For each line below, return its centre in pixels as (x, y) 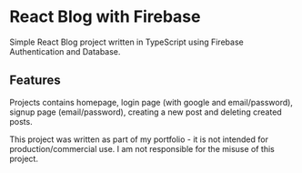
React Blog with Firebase (105, 17)
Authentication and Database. (65, 51)
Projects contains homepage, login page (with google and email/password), (151, 102)
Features (35, 81)
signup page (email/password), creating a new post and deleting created (146, 112)
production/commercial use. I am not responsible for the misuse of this (142, 148)
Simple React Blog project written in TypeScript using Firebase (126, 42)
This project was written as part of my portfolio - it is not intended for (139, 139)
